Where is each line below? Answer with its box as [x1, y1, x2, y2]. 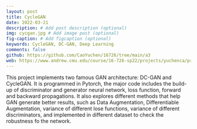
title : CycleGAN [6, 14, 46, 20]
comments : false [6, 47, 46, 53]
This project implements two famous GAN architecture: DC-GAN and [6, 74, 172, 81]
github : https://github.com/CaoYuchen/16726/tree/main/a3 [6, 52, 151, 58]
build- [172, 80, 187, 87]
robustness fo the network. [6, 117, 72, 124]
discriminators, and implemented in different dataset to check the [6, 111, 164, 118]
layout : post [6, 8, 38, 15]
